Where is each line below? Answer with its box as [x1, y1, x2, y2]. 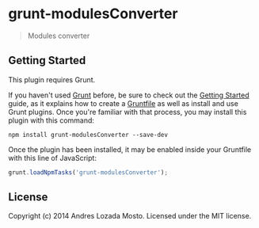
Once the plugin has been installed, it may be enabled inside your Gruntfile [8, 144, 252, 154]
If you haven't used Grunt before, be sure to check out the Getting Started [8, 90, 249, 100]
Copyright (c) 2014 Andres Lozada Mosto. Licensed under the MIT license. [8, 211, 252, 221]
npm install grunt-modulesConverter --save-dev [8, 131, 169, 139]
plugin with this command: [8, 116, 95, 125]
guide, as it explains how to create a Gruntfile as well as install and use [8, 98, 239, 108]
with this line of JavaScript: [8, 153, 97, 162]
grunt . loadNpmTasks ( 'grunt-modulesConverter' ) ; [8, 168, 169, 177]
